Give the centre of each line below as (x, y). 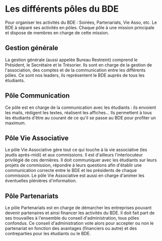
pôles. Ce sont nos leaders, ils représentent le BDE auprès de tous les (75, 75)
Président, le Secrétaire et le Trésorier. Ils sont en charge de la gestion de (79, 65)
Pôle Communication (37, 96)
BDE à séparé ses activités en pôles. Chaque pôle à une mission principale (80, 27)
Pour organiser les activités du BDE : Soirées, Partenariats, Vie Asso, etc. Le (81, 22)
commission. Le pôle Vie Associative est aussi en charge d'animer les (75, 175)
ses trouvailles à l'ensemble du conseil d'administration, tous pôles (72, 218)
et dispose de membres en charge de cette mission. (57, 33)
